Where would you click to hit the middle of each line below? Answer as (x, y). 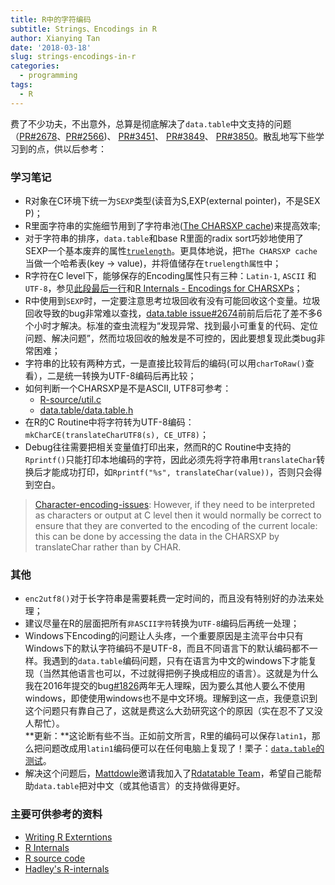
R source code (55, 858)
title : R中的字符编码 (51, 19)
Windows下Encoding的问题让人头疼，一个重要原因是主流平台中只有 (164, 636)
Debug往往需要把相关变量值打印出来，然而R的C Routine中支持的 (158, 447)
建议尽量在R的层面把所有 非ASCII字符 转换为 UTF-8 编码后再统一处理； (162, 623)
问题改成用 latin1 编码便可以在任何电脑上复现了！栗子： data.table (179, 748)
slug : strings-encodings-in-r (73, 57)
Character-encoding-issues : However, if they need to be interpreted (175, 504)
